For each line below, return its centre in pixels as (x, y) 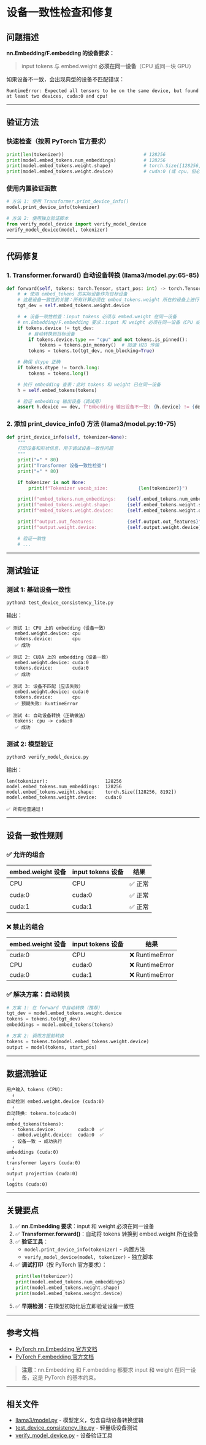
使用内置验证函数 (32, 189)
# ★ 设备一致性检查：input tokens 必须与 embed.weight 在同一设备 (97, 317)
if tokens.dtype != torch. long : (59, 368)
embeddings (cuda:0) (33, 1152)
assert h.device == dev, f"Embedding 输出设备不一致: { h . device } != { (106, 407)
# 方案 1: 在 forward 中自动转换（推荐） (55, 1008)
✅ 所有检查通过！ (26, 809)
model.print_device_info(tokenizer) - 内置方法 (85, 1249)
